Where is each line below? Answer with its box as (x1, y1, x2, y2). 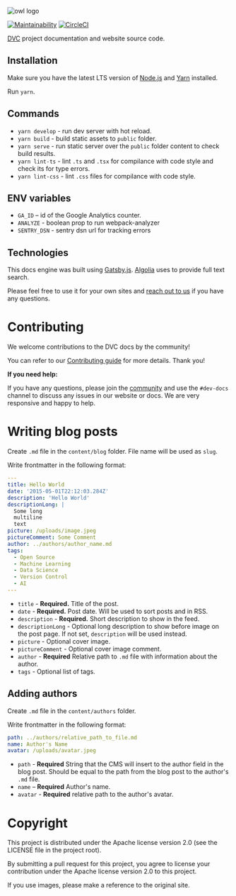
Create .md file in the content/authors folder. (7, 706, 136, 715)
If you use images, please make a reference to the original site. (7, 881, 190, 890)
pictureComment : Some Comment (7, 534, 97, 541)
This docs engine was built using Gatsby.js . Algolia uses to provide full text (7, 266, 225, 274)
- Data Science (13, 567, 59, 574)
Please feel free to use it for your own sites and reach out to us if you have (7, 287, 224, 296)
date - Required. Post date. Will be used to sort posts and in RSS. (17, 607, 208, 615)
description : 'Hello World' (7, 494, 90, 501)
